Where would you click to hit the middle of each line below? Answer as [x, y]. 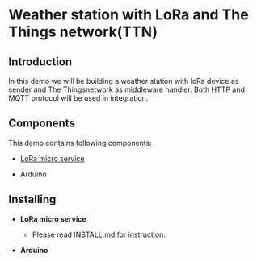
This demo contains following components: [80, 143]
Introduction [40, 62]
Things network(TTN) [83, 32]
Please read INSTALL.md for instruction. [99, 234]
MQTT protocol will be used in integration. [78, 98]
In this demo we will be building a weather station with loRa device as [124, 81]
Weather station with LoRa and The [128, 15]
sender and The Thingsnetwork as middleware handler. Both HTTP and [126, 89]
